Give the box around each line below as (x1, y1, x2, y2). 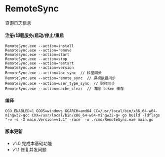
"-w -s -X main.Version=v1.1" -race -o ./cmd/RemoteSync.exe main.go (5, 117, 154, 122)
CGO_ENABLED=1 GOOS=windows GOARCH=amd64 (5, 108, 92, 114)
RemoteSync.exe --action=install (5, 44, 74, 49)
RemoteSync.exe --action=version (5, 65, 74, 70)
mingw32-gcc (5, 113, 30, 118)
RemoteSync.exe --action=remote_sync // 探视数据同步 (5, 76, 116, 81)
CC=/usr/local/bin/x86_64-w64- (93, 108, 158, 114)
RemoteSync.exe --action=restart (5, 61, 74, 66)
